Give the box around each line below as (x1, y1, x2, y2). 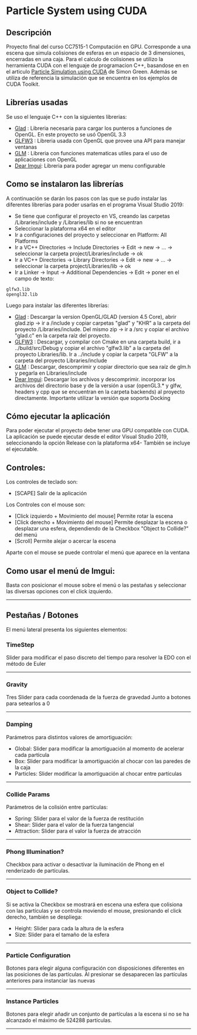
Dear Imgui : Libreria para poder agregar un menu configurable (14, 162, 165, 169)
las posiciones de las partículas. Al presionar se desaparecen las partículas (6, 970, 188, 977)
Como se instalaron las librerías (6, 179, 124, 189)
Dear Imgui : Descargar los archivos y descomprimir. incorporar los (14, 375, 175, 383)
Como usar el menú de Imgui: (6, 566, 116, 576)
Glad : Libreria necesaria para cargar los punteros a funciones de (14, 125, 172, 132)
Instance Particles (6, 997, 59, 1005)
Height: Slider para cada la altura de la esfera (14, 924, 124, 931)
